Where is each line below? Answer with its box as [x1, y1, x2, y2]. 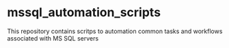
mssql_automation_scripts [7, 5, 161, 20]
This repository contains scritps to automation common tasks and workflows [7, 27, 223, 35]
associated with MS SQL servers [7, 34, 99, 42]
